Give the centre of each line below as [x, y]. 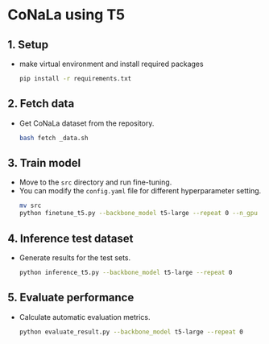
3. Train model [44, 163]
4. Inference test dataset [70, 238]
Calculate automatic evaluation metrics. [85, 317]
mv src [30, 206]
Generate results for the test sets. [75, 257]
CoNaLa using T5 [66, 15]
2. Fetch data [41, 104]
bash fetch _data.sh [54, 138]
